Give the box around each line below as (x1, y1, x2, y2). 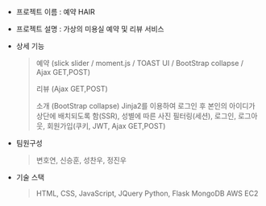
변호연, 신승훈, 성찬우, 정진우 (35, 155, 127, 165)
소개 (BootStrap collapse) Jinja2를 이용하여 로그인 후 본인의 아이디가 (35, 101, 256, 110)
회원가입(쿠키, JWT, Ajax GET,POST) (47, 122, 166, 130)
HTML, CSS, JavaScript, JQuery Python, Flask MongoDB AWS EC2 (35, 188, 259, 198)
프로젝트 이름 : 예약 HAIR (15, 7, 95, 16)
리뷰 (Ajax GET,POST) (35, 84, 109, 93)
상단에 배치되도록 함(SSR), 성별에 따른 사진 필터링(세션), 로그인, (35, 111, 236, 121)
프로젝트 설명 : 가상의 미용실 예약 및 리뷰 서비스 (15, 24, 164, 34)
